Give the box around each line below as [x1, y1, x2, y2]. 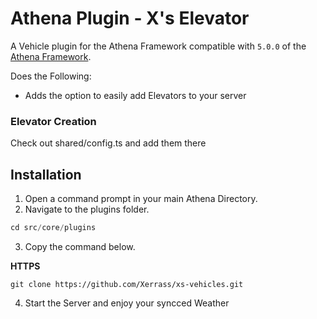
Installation [10, 166, 82, 183]
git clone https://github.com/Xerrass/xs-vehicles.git [10, 279, 244, 289]
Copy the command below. [24, 240, 136, 252]
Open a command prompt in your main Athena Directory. [24, 193, 258, 205]
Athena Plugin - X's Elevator [10, 7, 250, 30]
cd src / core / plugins [10, 223, 97, 233]
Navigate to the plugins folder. [24, 203, 150, 216]
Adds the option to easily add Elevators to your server [24, 89, 247, 101]
